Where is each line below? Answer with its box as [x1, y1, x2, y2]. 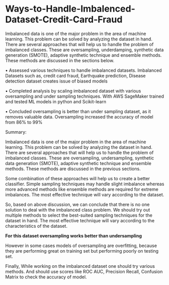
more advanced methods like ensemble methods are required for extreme [5, 186, 159, 192]
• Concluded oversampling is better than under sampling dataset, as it [5, 108, 151, 114]
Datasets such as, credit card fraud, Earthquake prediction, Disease [5, 72, 146, 78]
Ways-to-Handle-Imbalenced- [5, 3, 135, 15]
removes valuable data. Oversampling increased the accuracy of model [5, 113, 154, 119]
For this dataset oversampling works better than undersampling [5, 232, 142, 238]
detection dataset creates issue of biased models [5, 78, 108, 84]
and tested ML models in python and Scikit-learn [5, 98, 106, 104]
